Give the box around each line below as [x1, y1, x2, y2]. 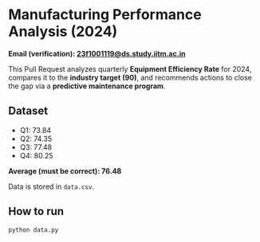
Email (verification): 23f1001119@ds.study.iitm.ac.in [8, 49, 186, 58]
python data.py [8, 225, 59, 234]
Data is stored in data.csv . [8, 181, 94, 191]
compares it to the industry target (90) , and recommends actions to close [8, 72, 253, 82]
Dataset [8, 104, 49, 118]
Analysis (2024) [8, 22, 118, 41]
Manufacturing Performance [8, 6, 202, 24]
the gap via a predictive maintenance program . [8, 81, 166, 91]
